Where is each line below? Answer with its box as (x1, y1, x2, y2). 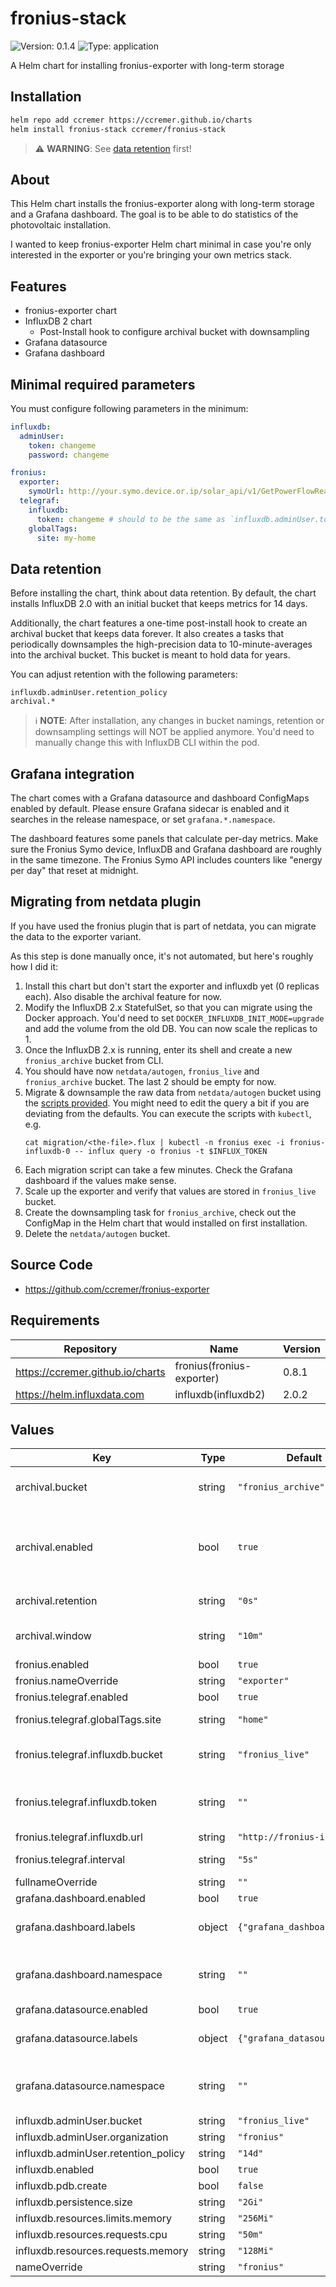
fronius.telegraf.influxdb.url (15, 1830, 143, 1844)
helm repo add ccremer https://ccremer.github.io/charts (10, 115, 253, 125)
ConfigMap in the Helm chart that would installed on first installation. (24, 1217, 308, 1229)
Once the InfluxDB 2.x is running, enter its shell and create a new (24, 1043, 293, 1056)
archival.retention (15, 1594, 98, 1608)
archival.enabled (15, 1540, 93, 1554)
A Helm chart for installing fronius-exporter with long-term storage (10, 59, 285, 71)
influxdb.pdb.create (15, 2179, 108, 2193)
